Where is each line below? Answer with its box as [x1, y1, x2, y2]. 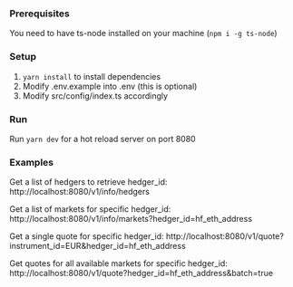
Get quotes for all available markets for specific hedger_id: [9, 258, 229, 269]
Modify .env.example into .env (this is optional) [22, 81, 198, 91]
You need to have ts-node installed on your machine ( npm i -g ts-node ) [9, 28, 278, 39]
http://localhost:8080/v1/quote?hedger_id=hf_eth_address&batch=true [9, 268, 274, 279]
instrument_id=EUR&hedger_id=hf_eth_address [9, 241, 186, 252]
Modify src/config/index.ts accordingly [22, 90, 169, 101]
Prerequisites [9, 7, 70, 20]
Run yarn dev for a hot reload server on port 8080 [9, 133, 197, 144]
